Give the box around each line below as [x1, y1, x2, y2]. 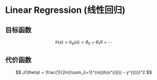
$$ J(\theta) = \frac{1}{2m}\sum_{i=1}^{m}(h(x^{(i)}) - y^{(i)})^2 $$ [15, 69, 152, 75]
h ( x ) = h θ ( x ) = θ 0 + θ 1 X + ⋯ [55, 39, 113, 46]
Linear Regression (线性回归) [5, 4, 126, 16]
